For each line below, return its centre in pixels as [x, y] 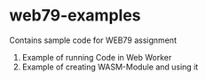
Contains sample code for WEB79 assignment [93, 40]
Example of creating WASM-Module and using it [110, 67]
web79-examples [75, 16]
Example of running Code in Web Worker [97, 57]
